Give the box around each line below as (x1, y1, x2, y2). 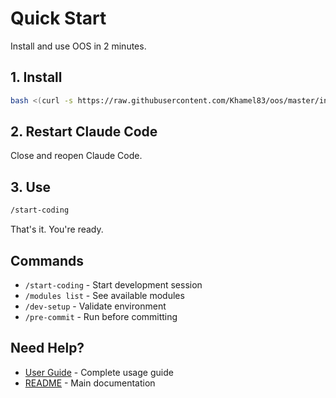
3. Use (10, 178, 52, 196)
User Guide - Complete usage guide (24, 366, 174, 378)
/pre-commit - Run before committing (24, 310, 178, 322)
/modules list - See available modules (24, 289, 185, 301)
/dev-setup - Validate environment (24, 300, 167, 312)
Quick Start (10, 7, 107, 30)
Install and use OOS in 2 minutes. (10, 40, 147, 52)
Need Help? (10, 340, 85, 357)
